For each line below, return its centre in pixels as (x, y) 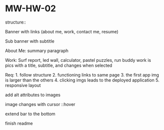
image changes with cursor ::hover (40, 104)
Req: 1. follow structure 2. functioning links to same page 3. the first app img (82, 75)
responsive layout (23, 85)
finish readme (19, 123)
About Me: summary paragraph (37, 51)
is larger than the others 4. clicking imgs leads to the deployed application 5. (82, 80)
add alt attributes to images (33, 95)
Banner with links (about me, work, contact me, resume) (62, 31)
